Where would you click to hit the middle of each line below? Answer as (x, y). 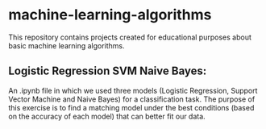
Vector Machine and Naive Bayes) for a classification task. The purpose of (132, 99)
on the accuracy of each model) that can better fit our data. (107, 116)
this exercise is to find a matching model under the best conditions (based (131, 107)
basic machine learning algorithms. (66, 45)
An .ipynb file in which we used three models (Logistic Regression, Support (133, 90)
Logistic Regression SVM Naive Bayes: (108, 71)
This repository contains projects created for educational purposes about (130, 37)
